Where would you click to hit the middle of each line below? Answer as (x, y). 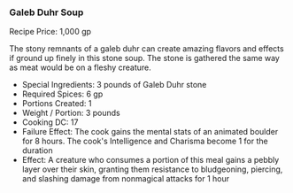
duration (37, 151)
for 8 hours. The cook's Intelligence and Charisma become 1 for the (145, 141)
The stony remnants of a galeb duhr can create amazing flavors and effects (147, 49)
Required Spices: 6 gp (62, 94)
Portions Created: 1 (57, 104)
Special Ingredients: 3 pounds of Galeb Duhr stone (114, 85)
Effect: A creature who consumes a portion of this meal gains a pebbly (150, 160)
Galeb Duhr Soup (46, 12)
